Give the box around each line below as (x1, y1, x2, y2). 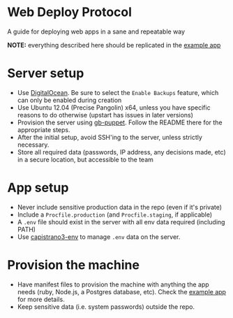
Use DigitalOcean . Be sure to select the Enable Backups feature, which (17, 88, 219, 96)
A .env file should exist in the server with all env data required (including (17, 217, 225, 226)
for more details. (17, 295, 65, 303)
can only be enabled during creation (17, 96, 122, 104)
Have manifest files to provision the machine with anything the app (17, 280, 209, 289)
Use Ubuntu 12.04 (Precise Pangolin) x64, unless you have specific (17, 103, 211, 112)
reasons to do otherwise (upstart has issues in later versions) (17, 110, 194, 119)
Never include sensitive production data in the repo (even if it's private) (17, 203, 222, 211)
